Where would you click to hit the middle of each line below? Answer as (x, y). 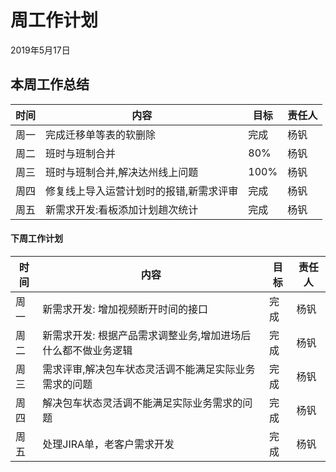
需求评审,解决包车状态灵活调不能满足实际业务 (149, 369)
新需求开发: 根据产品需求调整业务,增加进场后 (147, 335)
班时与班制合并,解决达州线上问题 (122, 172)
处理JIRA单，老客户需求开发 (108, 444)
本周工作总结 (50, 84)
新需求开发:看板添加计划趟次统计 (122, 209)
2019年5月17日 (40, 50)
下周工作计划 (36, 238)
